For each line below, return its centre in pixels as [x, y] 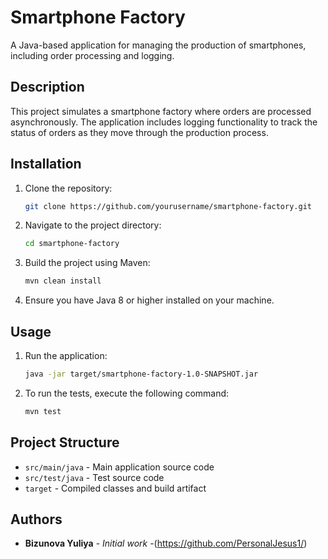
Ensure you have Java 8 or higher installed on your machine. [149, 300]
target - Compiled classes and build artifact [115, 488]
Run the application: [66, 355]
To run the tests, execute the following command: [127, 393]
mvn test [43, 411]
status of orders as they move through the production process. [139, 132]
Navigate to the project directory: [93, 225]
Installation [46, 164]
